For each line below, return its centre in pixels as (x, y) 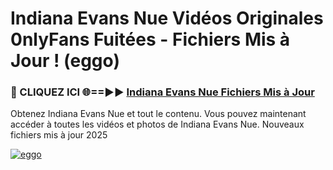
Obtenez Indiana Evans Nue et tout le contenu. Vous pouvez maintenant (158, 114)
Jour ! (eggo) (65, 61)
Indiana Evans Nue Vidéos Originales (167, 18)
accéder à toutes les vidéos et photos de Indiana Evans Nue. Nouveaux (157, 124)
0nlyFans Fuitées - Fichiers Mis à (150, 39)
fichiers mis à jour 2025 (59, 135)
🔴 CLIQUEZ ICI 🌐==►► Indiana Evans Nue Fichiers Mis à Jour (162, 92)
